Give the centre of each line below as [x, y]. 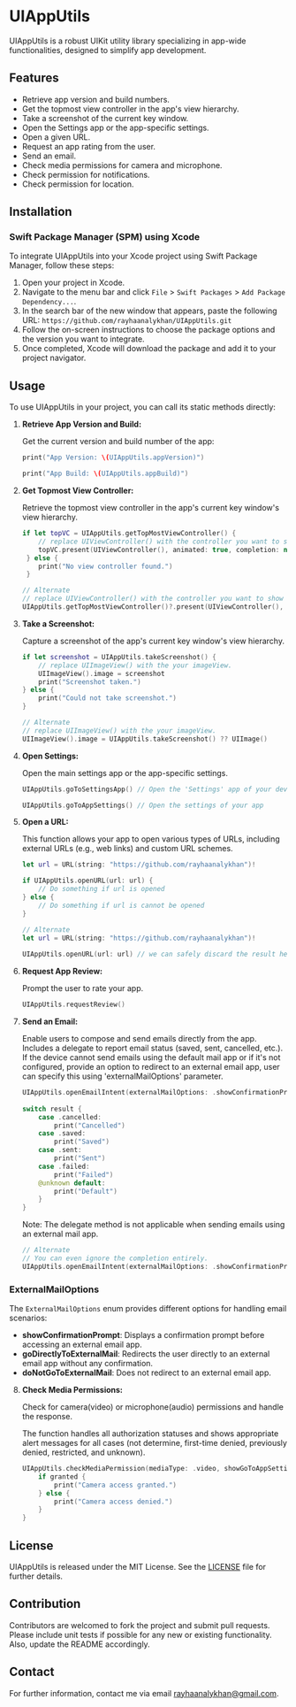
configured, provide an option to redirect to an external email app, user [151, 1067]
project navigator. [54, 358]
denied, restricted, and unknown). [83, 1452]
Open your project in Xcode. [73, 283]
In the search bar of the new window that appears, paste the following [149, 311]
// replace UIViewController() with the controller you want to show [153, 599]
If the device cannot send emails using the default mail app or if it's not [151, 1057]
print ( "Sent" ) [80, 1158]
